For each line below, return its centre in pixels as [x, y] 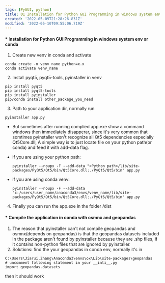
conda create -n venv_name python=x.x [45, 64]
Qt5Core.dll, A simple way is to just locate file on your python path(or [82, 142]
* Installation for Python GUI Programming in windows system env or [77, 39]
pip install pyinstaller [30, 95]
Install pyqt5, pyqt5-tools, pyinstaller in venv [57, 78]
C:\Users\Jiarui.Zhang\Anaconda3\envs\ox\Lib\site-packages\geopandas [79, 258]
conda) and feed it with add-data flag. [51, 147]
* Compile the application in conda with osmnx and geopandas [70, 218]
